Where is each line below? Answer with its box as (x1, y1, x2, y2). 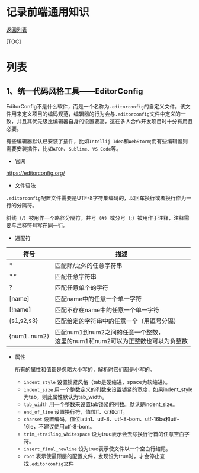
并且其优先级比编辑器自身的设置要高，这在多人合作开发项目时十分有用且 (16, 117, 193, 124)
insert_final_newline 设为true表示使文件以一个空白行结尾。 (23, 445, 172, 452)
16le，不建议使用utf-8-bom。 (23, 423, 95, 430)
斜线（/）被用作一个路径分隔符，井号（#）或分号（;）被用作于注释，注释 (6, 214, 185, 221)
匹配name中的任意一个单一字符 (54, 295, 142, 303)
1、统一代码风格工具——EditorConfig (6, 86, 143, 96)
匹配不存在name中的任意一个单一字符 (54, 306, 160, 314)
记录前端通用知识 (6, 5, 90, 19)
